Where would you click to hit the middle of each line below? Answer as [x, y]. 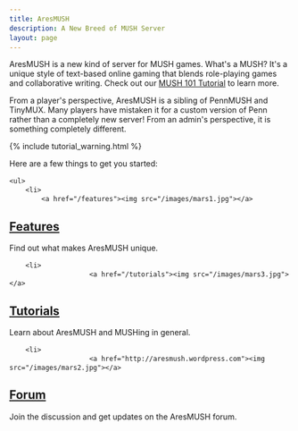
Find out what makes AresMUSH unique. [84, 248]
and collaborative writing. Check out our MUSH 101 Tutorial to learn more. [144, 83]
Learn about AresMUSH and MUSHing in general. [100, 332]
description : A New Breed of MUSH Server [87, 28]
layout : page [33, 38]
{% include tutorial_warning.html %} [76, 147]
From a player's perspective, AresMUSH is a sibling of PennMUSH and [139, 101]
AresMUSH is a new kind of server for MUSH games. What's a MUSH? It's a [149, 64]
